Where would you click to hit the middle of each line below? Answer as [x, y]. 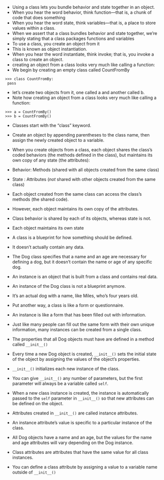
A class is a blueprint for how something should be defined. [72, 238]
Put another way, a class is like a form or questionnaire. [68, 305]
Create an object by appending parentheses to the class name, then [81, 135]
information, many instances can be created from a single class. [77, 329]
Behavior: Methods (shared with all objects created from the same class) [86, 170]
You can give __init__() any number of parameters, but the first [77, 378]
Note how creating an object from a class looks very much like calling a [84, 98]
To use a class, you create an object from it [56, 44]
